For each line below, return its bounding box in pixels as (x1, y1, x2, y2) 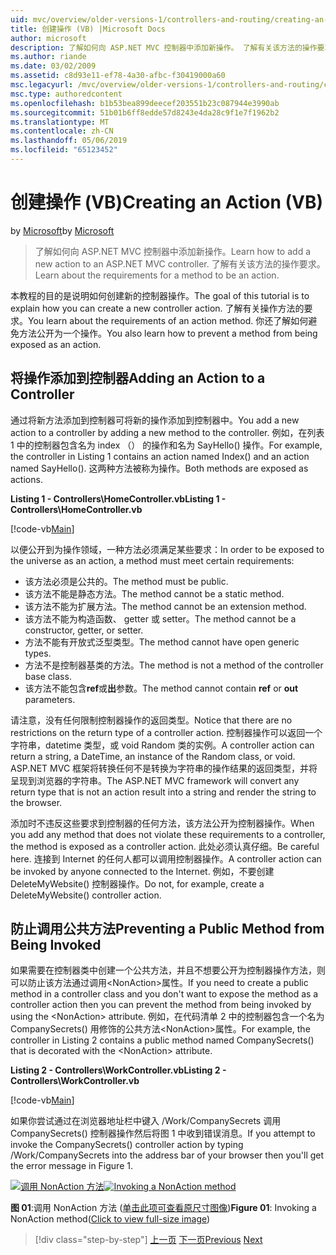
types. (24, 647, 52, 659)
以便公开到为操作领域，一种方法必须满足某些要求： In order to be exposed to (10, 543, 325, 555)
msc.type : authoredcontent (10, 89, 123, 99)
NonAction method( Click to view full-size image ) (10, 1213, 211, 1225)
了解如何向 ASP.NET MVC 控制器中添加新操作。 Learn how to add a (34, 245, 311, 257)
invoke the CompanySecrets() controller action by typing (10, 1139, 244, 1151)
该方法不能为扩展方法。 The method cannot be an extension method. (24, 600, 307, 612)
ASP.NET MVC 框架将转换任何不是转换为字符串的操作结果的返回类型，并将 (10, 762, 318, 774)
